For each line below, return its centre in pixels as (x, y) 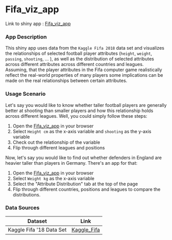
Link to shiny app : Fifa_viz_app (38, 24)
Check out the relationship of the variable (56, 142)
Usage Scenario (26, 94)
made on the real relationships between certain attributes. (66, 81)
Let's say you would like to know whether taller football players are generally (86, 105)
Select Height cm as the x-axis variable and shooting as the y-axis (82, 131)
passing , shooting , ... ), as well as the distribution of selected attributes (80, 59)
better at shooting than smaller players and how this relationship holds (79, 111)
